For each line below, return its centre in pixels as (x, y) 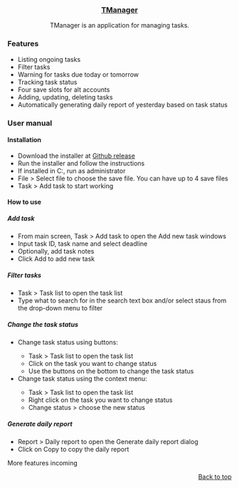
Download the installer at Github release (76, 156)
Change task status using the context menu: (82, 379)
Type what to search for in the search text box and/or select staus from (122, 300)
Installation (24, 140)
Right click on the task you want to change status (100, 400)
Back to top (215, 477)
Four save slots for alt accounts (64, 90)
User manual (30, 123)
